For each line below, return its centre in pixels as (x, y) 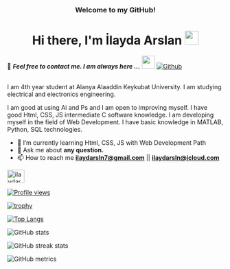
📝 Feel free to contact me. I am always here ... (74, 66)
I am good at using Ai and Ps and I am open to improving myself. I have (107, 107)
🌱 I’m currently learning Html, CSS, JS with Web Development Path (112, 142)
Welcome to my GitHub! (115, 10)
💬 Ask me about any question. (60, 150)
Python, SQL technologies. (45, 129)
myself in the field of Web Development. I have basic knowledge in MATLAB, (115, 122)
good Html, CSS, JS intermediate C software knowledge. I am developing (111, 115)
